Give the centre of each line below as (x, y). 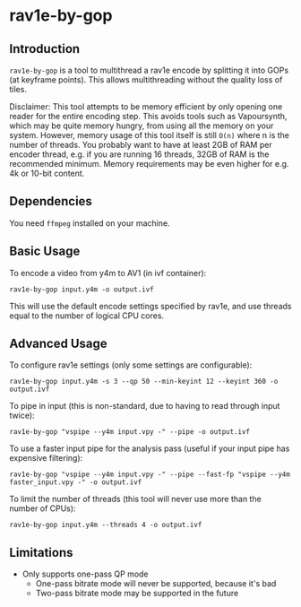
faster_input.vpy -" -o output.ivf (76, 482)
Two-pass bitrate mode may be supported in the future (137, 594)
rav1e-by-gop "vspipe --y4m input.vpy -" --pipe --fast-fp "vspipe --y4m (150, 475)
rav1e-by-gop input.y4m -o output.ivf (82, 289)
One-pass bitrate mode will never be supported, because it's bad (156, 584)
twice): (22, 416)
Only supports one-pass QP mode (86, 574)
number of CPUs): (43, 508)
